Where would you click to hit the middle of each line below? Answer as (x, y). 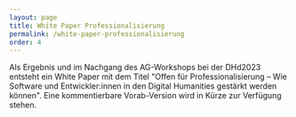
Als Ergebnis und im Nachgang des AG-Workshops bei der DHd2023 (135, 67)
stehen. (23, 105)
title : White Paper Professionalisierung (87, 26)
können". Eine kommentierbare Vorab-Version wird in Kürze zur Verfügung (145, 96)
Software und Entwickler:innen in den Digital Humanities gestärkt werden (143, 86)
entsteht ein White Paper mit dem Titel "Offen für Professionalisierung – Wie (148, 77)
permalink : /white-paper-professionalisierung (97, 34)
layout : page (33, 17)
